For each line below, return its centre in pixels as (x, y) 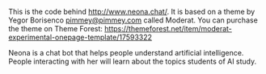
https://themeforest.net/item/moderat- (169, 29)
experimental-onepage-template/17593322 (80, 37)
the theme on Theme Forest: (56, 29)
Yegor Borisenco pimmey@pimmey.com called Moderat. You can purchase (133, 20)
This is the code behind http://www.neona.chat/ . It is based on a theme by (132, 12)
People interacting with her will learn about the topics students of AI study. (133, 61)
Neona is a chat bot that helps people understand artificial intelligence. (126, 53)
